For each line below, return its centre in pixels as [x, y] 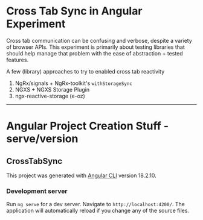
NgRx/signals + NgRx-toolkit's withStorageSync [74, 83]
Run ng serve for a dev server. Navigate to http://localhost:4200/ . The [96, 204]
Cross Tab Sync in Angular [74, 11]
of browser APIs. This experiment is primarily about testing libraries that [96, 47]
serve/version [42, 139]
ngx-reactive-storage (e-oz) [50, 96]
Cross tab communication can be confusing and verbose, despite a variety [99, 40]
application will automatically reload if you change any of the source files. [98, 211]
